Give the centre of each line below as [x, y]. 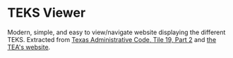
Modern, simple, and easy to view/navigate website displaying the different [116, 32]
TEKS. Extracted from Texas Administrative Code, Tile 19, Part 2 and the [112, 39]
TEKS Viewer [47, 13]
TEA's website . [29, 47]
